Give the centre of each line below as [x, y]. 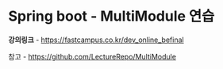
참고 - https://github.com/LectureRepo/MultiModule [92, 56]
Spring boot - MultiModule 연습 [111, 16]
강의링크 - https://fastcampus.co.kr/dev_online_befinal [96, 40]
